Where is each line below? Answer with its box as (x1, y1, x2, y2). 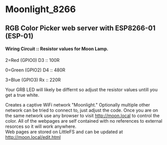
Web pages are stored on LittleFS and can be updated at (5, 128, 123, 135)
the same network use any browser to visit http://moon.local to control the (5, 113, 160, 119)
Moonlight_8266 (5, 4, 76, 15)
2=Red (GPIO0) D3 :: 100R (5, 57, 60, 63)
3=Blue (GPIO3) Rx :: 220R (5, 77, 61, 83)
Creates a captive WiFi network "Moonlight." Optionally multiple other (5, 101, 150, 107)
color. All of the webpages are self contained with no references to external (5, 118, 163, 124)
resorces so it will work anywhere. (5, 123, 77, 129)
